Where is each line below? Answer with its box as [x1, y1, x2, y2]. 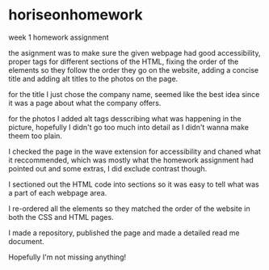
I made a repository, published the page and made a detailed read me [8, 228, 240, 238]
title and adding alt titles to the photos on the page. [8, 74, 179, 83]
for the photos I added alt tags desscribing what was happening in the [8, 113, 242, 123]
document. [8, 236, 44, 246]
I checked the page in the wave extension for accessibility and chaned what [8, 146, 261, 156]
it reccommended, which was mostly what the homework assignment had [8, 155, 254, 165]
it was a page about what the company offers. [8, 98, 162, 108]
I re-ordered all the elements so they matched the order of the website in [8, 204, 250, 213]
